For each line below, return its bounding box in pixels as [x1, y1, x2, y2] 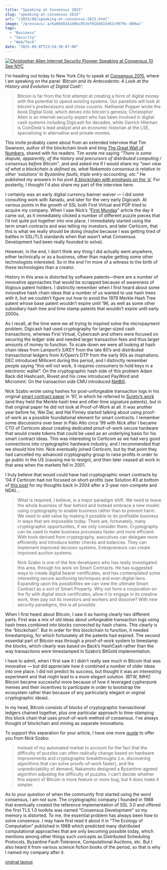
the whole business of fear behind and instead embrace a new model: [17, 502, 160, 508]
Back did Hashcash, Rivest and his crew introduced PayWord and [5, 373, 139, 379]
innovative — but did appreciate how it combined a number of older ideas [5, 663, 155, 669]
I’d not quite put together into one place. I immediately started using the [5, 217, 151, 223]
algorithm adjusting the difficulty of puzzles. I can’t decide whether [17, 771, 155, 777]
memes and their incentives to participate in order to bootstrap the [5, 684, 141, 690]
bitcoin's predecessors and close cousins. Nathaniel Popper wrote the [17, 103, 161, 109]
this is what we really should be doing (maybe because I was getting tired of [5, 228, 161, 234]
